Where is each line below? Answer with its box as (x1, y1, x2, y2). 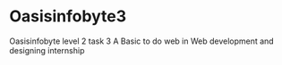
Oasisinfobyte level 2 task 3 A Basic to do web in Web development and (9, 36, 275, 46)
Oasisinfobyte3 (9, 6, 127, 27)
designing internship (9, 45, 85, 55)
